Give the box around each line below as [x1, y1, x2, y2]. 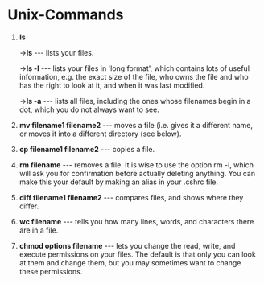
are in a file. [19, 225, 59, 235]
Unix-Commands [7, 6, 124, 24]
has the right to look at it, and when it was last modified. [19, 80, 205, 90]
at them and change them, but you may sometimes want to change [19, 257, 241, 267]
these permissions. [19, 266, 83, 276]
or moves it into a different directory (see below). [19, 129, 182, 138]
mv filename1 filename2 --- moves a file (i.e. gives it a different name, [19, 120, 253, 130]
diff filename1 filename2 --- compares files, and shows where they [19, 192, 244, 202]
